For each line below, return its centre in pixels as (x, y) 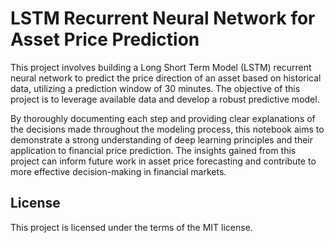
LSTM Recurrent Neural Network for (163, 18)
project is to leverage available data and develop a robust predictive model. (165, 99)
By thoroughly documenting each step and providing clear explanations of (163, 118)
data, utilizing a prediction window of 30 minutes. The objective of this (155, 88)
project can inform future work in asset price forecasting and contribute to (163, 161)
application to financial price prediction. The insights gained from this (153, 150)
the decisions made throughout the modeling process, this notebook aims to (167, 129)
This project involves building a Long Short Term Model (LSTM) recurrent (161, 67)
